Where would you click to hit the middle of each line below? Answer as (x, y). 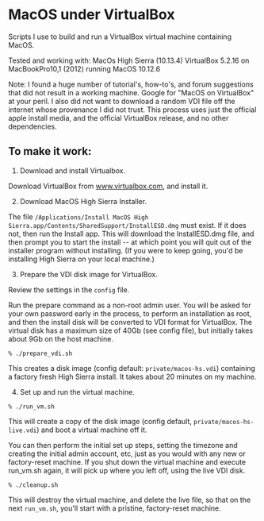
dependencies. (33, 126)
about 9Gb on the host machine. (61, 338)
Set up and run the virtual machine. (77, 392)
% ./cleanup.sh (33, 485)
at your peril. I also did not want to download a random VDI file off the (122, 101)
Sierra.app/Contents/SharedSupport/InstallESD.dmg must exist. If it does (128, 225)
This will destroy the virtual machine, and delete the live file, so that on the (130, 500)
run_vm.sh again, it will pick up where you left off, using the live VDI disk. (127, 470)
